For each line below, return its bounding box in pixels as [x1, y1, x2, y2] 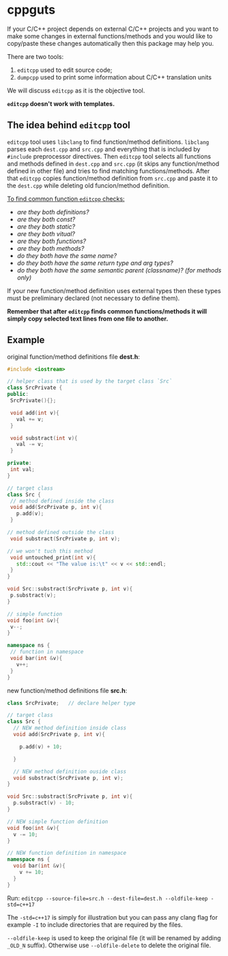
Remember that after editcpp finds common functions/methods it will [7, 307, 207, 315]
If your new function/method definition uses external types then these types [7, 286, 221, 294]
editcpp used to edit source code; [16, 66, 113, 74]
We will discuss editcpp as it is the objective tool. [7, 86, 145, 95]
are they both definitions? [16, 207, 89, 216]
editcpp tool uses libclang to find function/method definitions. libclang [7, 138, 210, 146]
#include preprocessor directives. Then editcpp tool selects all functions [7, 152, 212, 160]
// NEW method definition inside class [13, 725, 127, 731]
